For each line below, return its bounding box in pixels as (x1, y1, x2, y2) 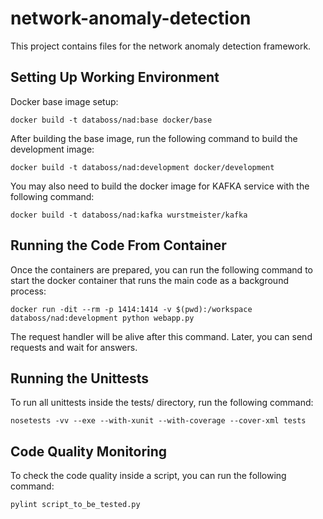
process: (10, 285, 47, 297)
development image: (10, 143, 95, 155)
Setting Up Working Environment (10, 69, 220, 86)
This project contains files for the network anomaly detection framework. (10, 40, 312, 52)
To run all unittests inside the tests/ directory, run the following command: (10, 397, 314, 409)
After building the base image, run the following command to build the (10, 132, 298, 144)
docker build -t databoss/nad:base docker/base (10, 115, 213, 125)
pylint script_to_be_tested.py (10, 500, 141, 510)
